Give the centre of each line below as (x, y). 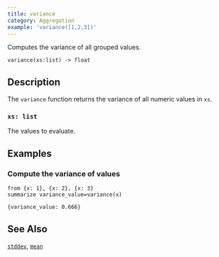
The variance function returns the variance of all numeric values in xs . (110, 99)
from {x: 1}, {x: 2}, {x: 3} (50, 189)
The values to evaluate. (42, 131)
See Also (27, 229)
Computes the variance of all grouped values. (74, 48)
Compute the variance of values (64, 173)
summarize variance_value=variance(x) (65, 195)
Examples (30, 153)
